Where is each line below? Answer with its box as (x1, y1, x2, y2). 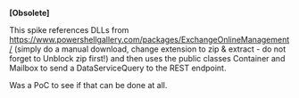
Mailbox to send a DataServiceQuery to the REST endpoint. (9, 62, 227, 73)
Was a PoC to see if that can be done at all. (9, 80, 168, 90)
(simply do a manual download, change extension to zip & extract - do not (13, 44, 287, 54)
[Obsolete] (9, 8, 50, 18)
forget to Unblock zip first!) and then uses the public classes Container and (9, 53, 286, 63)
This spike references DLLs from (9, 25, 129, 35)
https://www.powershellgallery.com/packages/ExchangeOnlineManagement (9, 35, 290, 45)
